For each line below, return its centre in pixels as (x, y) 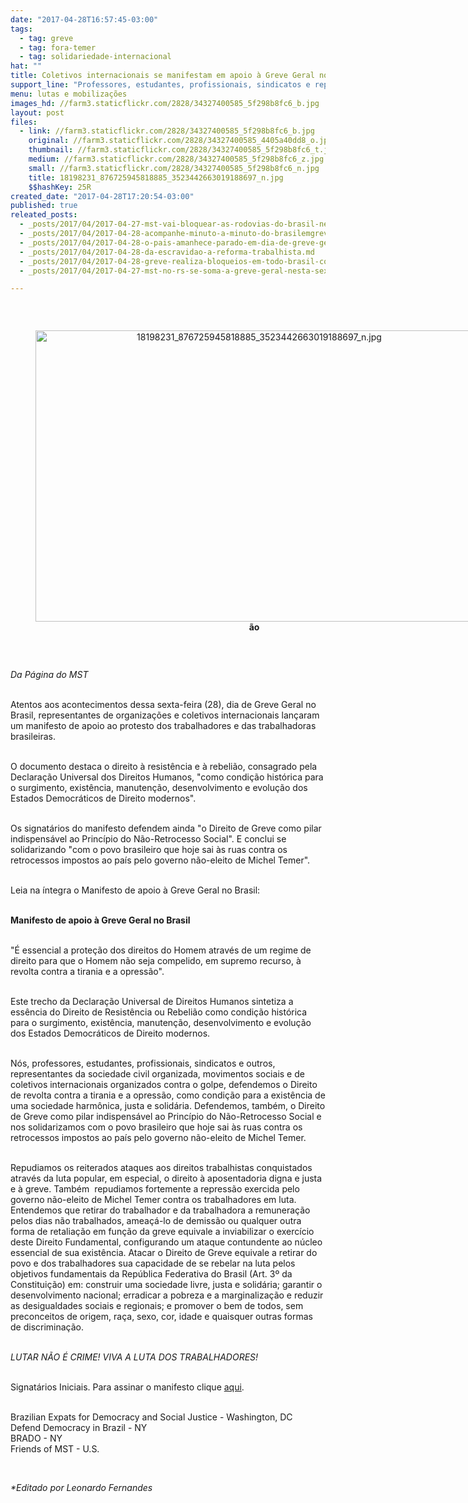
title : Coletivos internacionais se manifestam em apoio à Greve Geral (162, 76)
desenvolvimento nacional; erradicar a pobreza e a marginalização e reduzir (167, 1295)
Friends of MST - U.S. (55, 1449)
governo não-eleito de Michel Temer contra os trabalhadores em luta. (153, 1200)
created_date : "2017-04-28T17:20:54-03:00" (102, 196)
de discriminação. (47, 1327)
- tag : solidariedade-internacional (95, 57)
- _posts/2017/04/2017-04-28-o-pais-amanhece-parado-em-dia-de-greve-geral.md (187, 242)
